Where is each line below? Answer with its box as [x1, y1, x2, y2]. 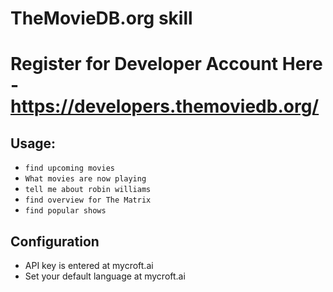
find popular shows [24, 206, 107, 216]
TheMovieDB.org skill [10, 7, 193, 30]
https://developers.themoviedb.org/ [10, 95, 320, 118]
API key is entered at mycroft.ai [24, 260, 154, 271]
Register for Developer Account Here [10, 53, 323, 76]
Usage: [10, 135, 57, 152]
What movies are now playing [24, 174, 147, 184]
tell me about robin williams [24, 185, 152, 195]
